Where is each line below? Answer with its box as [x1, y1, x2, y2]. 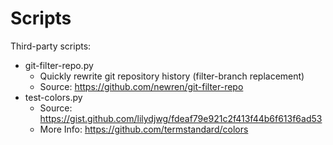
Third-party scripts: [10, 40, 92, 52]
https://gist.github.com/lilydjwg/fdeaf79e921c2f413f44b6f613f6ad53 [39, 112, 323, 124]
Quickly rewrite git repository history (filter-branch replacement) [39, 70, 305, 82]
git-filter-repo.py [24, 59, 94, 71]
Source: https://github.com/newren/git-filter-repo [39, 80, 244, 92]
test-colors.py [24, 91, 83, 103]
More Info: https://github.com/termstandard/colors [39, 123, 249, 135]
